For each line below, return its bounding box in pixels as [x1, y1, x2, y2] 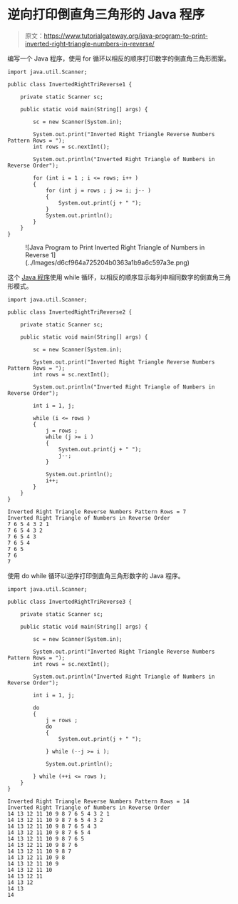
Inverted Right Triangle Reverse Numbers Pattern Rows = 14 [7, 798, 190, 805]
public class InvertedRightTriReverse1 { [7, 81, 133, 88]
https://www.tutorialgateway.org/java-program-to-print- [43, 31, 208, 40]
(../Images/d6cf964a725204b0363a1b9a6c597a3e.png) [25, 258, 190, 267]
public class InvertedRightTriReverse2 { [7, 308, 133, 316]
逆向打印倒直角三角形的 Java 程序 [7, 6, 205, 23]
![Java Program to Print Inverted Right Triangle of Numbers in [25, 243, 205, 252]
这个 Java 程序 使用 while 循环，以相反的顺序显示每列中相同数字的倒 [7, 272, 207, 282]
